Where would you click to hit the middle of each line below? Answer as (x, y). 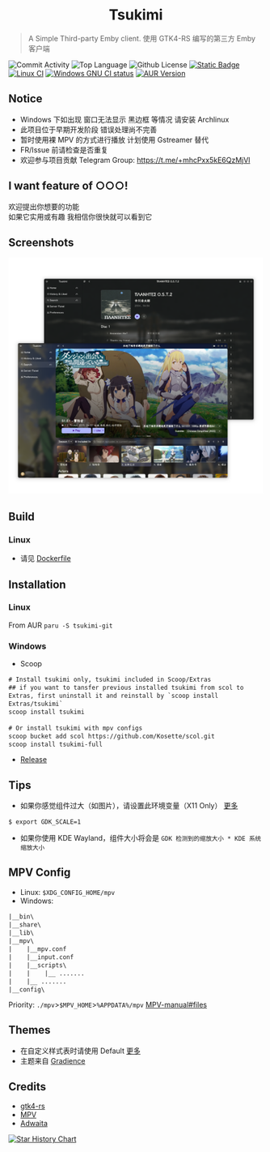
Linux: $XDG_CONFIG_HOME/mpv (67, 892)
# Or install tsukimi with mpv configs (76, 728)
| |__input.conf (41, 957)
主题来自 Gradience (53, 1060)
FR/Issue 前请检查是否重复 (64, 150)
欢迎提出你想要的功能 (44, 206)
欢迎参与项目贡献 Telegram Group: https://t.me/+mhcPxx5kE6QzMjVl (135, 160)
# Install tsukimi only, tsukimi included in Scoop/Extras (110, 680)
